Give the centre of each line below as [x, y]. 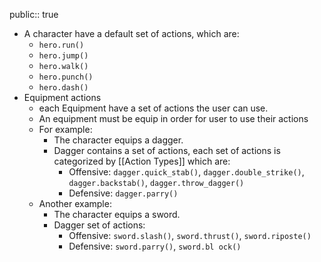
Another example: [75, 203]
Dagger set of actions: [99, 225]
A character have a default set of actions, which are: [131, 33]
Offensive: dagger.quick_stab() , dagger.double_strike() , [186, 172]
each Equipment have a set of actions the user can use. [153, 108]
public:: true [34, 14]
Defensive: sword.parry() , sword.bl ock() [155, 246]
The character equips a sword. [117, 214]
